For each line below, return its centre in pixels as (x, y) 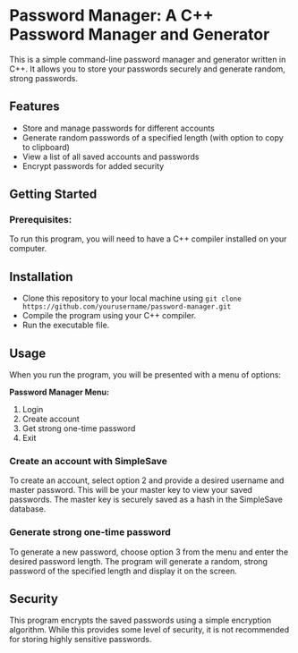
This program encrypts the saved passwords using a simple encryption (140, 620)
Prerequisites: (41, 220)
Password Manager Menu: (60, 392)
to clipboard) (46, 147)
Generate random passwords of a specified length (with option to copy (153, 137)
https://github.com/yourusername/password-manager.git (127, 307)
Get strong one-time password (79, 428)
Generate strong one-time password (90, 532)
